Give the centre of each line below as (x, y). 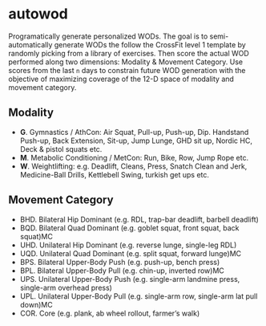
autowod (38, 14)
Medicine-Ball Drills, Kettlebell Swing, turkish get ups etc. (115, 174)
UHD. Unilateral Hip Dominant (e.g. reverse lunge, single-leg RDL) (128, 245)
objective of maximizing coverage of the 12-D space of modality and (121, 79)
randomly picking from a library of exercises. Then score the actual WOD (129, 53)
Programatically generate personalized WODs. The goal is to (108, 36)
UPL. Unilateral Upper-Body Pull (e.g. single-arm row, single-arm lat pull (139, 296)
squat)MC (36, 236)
